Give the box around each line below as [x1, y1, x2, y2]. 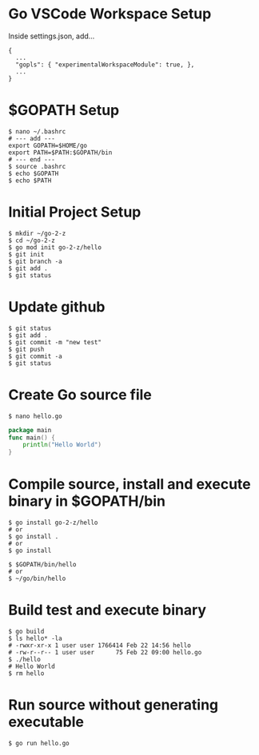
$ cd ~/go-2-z [8, 236, 56, 244]
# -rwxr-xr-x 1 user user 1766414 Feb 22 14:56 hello [8, 642, 192, 650]
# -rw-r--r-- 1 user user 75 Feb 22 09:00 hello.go [8, 649, 202, 657]
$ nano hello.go [8, 412, 62, 420]
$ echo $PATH [8, 177, 52, 185]
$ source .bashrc [8, 162, 66, 170]
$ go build [8, 628, 45, 636]
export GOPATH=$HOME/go [8, 141, 88, 149]
